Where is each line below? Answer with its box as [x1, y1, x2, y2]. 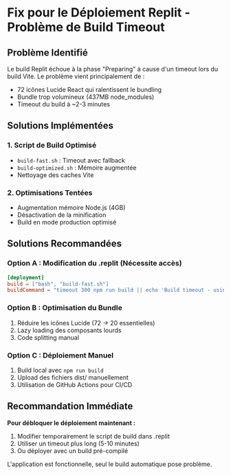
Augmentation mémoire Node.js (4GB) [16, 203, 126, 211]
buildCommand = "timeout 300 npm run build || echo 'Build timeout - [7, 287, 211, 294]
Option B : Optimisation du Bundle [7, 303, 122, 313]
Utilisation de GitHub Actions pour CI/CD [16, 380, 133, 389]
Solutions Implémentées [7, 120, 113, 132]
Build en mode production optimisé [16, 218, 117, 226]
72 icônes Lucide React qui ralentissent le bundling [16, 86, 162, 93]
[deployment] [7, 274, 45, 281]
